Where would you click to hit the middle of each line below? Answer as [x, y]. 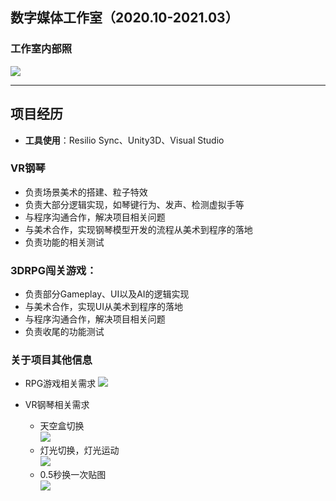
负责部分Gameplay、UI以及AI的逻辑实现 [107, 294]
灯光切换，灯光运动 [79, 450]
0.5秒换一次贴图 [73, 475]
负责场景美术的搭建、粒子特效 [86, 192]
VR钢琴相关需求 [57, 405]
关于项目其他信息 [51, 360]
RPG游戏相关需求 [60, 384]
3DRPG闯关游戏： [53, 270]
